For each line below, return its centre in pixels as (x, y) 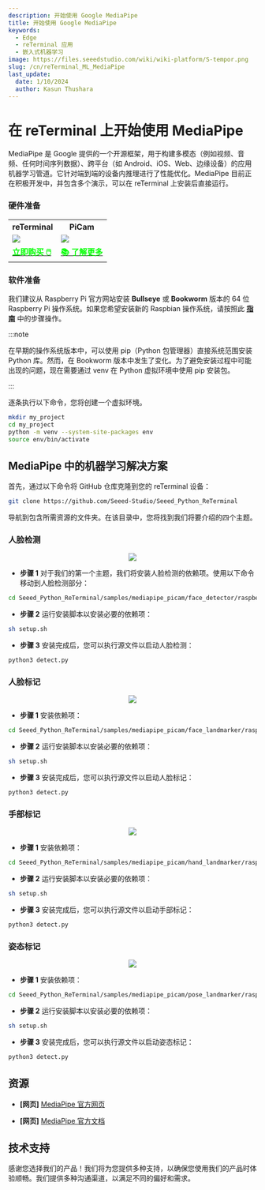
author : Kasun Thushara (54, 89)
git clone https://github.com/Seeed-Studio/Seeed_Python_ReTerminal (123, 501)
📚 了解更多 (82, 252)
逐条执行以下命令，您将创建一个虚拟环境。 (77, 402)
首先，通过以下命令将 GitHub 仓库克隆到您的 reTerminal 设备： (110, 486)
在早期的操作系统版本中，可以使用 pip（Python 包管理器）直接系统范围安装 (130, 350)
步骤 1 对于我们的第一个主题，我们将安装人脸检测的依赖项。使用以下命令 (137, 573)
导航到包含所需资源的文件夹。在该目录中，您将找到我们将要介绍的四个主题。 (132, 517)
